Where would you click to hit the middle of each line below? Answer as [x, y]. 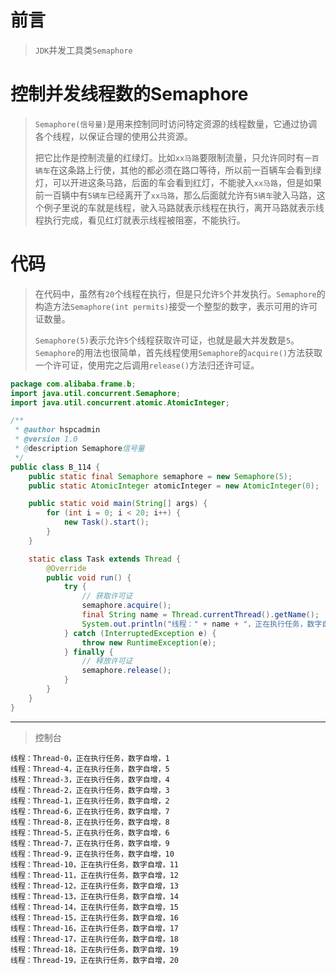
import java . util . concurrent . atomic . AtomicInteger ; [120, 402]
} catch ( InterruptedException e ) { [140, 633]
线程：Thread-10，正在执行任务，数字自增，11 [94, 864]
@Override [66, 568]
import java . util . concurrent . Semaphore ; [96, 393]
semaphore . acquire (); [126, 606]
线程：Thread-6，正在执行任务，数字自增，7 [90, 811]
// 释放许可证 [107, 661]
